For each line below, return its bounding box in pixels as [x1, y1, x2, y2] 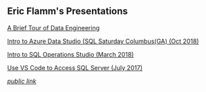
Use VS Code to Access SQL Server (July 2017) [7, 63, 143, 71]
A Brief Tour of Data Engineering [7, 23, 100, 32]
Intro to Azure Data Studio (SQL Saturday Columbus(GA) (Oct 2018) [7, 37, 199, 45]
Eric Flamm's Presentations [7, 5, 128, 17]
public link [7, 77, 37, 85]
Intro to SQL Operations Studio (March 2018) [7, 50, 134, 58]
